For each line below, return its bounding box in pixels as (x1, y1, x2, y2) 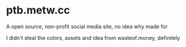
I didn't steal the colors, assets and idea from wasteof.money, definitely (6, 34, 181, 41)
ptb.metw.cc (6, 4, 70, 17)
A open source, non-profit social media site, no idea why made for (6, 23, 168, 30)
